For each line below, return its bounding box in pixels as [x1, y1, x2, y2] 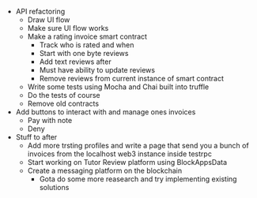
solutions [39, 183, 70, 192]
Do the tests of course [27, 91, 100, 99]
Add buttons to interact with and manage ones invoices [15, 107, 196, 117]
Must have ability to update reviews [39, 65, 156, 74]
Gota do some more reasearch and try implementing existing [39, 174, 237, 184]
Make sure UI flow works [27, 24, 109, 32]
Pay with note [27, 116, 73, 125]
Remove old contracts [27, 99, 100, 108]
